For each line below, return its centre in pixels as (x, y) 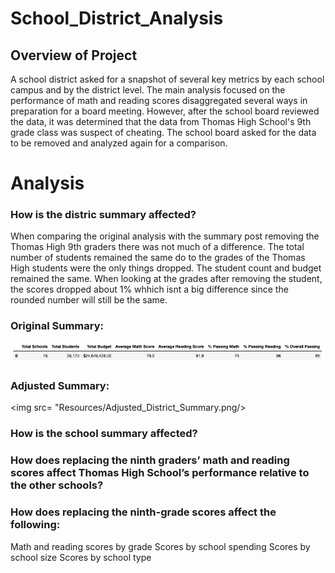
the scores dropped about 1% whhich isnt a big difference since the (149, 289)
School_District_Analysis (117, 18)
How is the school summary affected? (104, 434)
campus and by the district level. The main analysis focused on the (148, 90)
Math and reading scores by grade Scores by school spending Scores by (160, 546)
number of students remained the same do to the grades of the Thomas (158, 258)
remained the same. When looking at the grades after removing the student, (166, 279)
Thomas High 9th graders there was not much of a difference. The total (157, 247)
